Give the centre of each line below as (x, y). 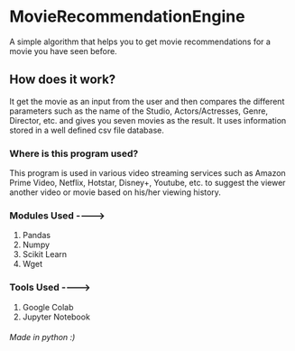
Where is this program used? (74, 153)
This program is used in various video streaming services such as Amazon (147, 173)
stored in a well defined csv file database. (87, 130)
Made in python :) (42, 337)
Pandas (37, 236)
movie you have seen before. (63, 51)
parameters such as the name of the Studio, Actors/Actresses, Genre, (139, 111)
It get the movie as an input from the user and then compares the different (147, 101)
